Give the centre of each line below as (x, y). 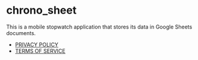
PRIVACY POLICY (37, 45)
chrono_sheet (42, 10)
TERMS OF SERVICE (40, 50)
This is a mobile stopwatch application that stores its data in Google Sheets (99, 27)
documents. (21, 33)
